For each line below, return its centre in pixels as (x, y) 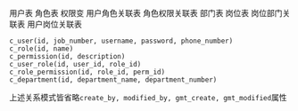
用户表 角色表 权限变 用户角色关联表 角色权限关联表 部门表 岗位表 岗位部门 (146, 13)
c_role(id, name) (41, 49)
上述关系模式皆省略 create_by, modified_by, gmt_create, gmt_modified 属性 (148, 97)
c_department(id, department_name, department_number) (113, 80)
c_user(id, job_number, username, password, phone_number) (121, 41)
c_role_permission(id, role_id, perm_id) (87, 72)
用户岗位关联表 (54, 24)
